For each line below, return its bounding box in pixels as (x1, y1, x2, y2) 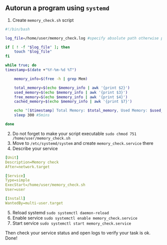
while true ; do (5, 63, 37, 68)
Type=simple (5, 178, 30, 183)
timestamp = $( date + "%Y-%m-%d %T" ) (5, 67, 77, 72)
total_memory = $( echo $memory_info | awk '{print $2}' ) (14, 85, 130, 90)
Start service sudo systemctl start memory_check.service (12, 220, 132, 226)
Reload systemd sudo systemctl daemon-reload (12, 209, 109, 215)
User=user (5, 187, 26, 192)
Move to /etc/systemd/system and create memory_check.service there (12, 140, 154, 146)
